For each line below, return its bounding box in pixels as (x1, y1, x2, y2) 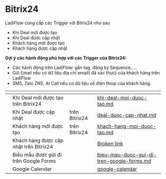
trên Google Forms (12, 157, 56, 164)
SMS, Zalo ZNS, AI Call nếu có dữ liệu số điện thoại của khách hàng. (12, 80, 152, 86)
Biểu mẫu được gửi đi (12, 151, 62, 158)
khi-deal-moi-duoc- (97, 94, 147, 101)
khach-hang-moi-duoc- (97, 122, 157, 129)
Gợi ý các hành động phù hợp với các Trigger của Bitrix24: (5, 55, 127, 60)
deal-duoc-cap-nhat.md (97, 112, 157, 119)
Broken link (97, 140, 124, 147)
